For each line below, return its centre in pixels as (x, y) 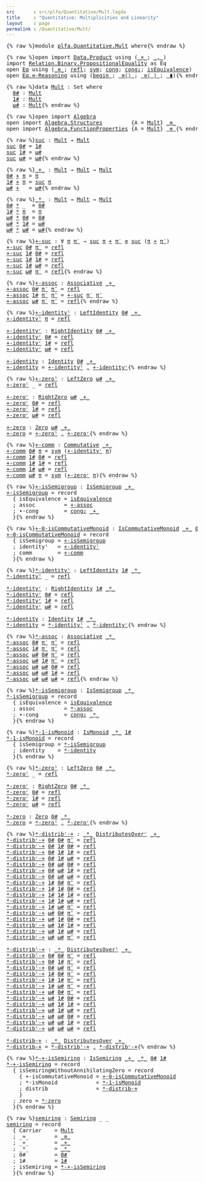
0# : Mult (27, 93)
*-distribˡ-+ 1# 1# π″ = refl (51, 980)
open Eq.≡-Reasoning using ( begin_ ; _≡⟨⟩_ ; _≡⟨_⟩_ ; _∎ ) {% (94, 76)
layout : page (28, 23)
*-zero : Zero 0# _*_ (39, 817)
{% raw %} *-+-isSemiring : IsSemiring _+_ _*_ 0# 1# (87, 1058)
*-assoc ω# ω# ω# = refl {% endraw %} (63, 679)
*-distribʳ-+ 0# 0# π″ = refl (51, 840)
